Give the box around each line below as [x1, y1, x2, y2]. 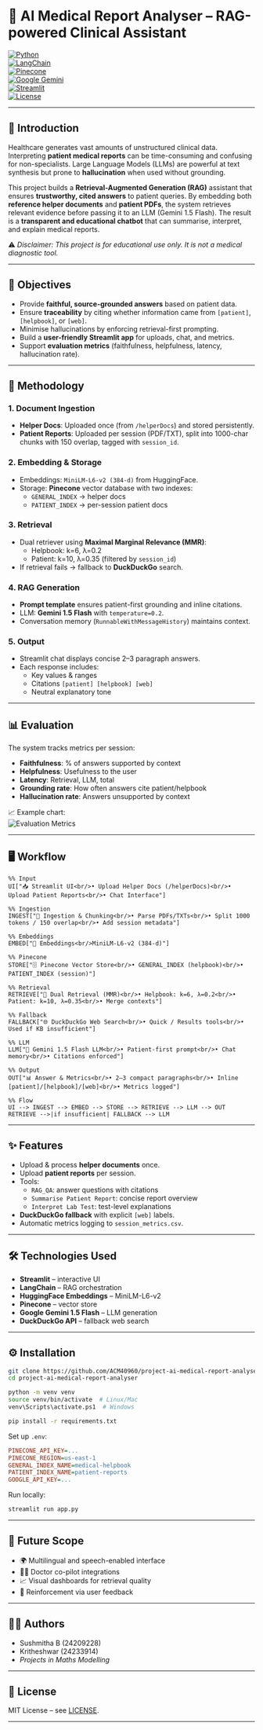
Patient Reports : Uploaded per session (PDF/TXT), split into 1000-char [19, 429, 249, 438]
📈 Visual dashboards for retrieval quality [19, 1575, 151, 1585]
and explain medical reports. [8, 224, 100, 234]
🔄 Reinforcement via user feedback [19, 1587, 134, 1596]
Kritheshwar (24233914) [19, 1646, 99, 1656]
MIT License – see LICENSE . [8, 1706, 99, 1715]
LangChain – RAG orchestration [19, 1282, 123, 1292]
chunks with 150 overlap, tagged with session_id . [19, 438, 179, 447]
